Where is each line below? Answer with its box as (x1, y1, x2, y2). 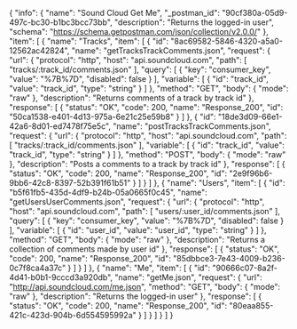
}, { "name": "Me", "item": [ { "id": (88, 262, 211, 273)
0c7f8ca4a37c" (9, 262, 66, 273)
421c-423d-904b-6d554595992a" (9, 310, 137, 320)
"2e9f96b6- (229, 168, 273, 179)
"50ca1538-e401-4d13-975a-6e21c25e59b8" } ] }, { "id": (9, 111, 216, 122)
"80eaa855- (229, 301, 274, 310)
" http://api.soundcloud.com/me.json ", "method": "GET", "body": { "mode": (9, 282, 281, 292)
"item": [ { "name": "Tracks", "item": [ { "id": (9, 36, 169, 46)
